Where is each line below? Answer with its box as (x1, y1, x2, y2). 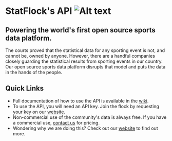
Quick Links (5, 84, 44, 93)
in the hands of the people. (5, 69, 63, 75)
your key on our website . (12, 109, 66, 115)
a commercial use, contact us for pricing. (12, 119, 100, 126)
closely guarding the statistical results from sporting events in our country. (5, 58, 163, 64)
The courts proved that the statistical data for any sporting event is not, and (5, 47, 165, 54)
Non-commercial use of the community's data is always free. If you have (12, 114, 167, 120)
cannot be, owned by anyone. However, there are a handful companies (5, 53, 156, 59)
